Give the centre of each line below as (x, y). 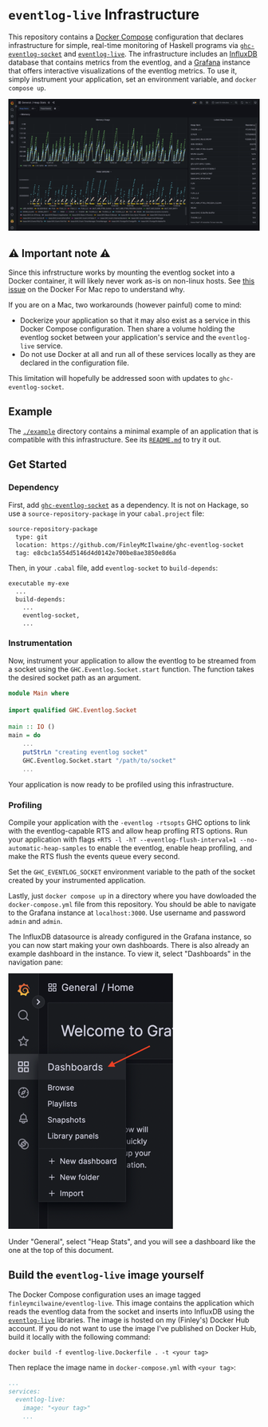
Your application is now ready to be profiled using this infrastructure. (121, 784)
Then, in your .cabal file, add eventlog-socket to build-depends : (113, 568)
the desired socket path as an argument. (75, 677)
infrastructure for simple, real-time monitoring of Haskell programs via (123, 45)
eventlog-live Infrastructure (104, 15)
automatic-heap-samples (48, 848)
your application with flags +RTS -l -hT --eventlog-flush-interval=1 (122, 839)
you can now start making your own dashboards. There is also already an (129, 945)
